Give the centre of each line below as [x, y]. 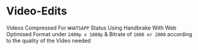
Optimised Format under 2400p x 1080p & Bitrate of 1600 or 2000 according [99, 34]
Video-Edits [37, 11]
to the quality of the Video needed [49, 40]
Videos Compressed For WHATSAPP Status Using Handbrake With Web [91, 28]
